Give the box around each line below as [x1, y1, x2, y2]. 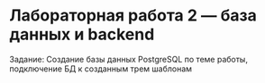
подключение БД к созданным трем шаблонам [9, 63, 192, 74]
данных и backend [9, 24, 155, 45]
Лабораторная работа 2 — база [9, 5, 257, 26]
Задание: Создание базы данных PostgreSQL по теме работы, [9, 54, 248, 64]
